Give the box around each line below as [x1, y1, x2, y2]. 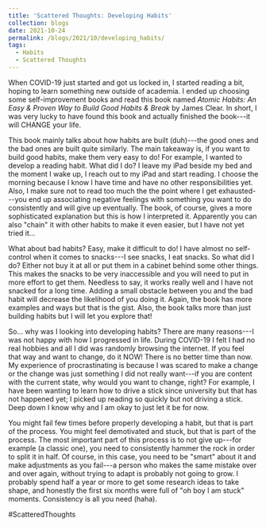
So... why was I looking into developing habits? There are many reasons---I [8, 327, 254, 336]
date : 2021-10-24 [8, 26, 66, 34]
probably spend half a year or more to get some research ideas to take [8, 477, 240, 486]
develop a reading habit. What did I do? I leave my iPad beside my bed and [8, 161, 253, 170]
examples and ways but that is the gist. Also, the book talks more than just [8, 303, 252, 312]
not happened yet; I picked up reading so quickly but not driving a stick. [8, 394, 244, 404]
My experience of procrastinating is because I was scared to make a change [8, 360, 258, 370]
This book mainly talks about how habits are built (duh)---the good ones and [8, 135, 259, 145]
